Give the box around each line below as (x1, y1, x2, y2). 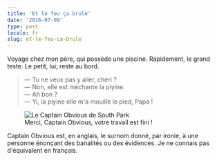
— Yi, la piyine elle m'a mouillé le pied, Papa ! (23, 97, 153, 106)
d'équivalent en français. (7, 146, 78, 155)
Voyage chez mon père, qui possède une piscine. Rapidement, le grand (7, 55, 211, 63)
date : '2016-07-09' (7, 17, 64, 23)
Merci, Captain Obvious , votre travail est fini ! (24, 118, 153, 126)
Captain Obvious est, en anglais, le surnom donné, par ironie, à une (7, 132, 199, 140)
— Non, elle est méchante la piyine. (23, 83, 126, 91)
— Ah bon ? (23, 91, 57, 99)
